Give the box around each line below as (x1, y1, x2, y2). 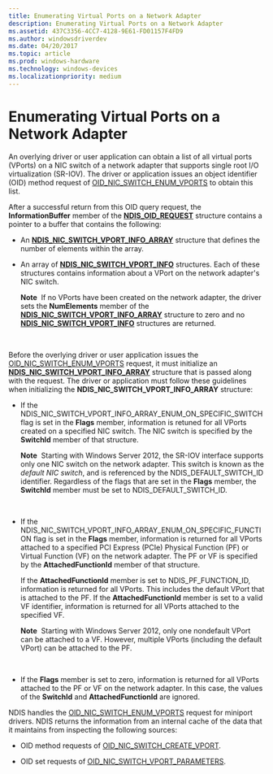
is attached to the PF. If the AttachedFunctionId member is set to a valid (19, 593, 263, 602)
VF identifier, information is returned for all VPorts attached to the (19, 601, 240, 611)
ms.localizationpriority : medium (8, 72, 122, 80)
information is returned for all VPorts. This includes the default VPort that (19, 584, 265, 594)
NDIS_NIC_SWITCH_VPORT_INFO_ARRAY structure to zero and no (19, 310, 245, 320)
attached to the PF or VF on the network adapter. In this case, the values (19, 683, 263, 693)
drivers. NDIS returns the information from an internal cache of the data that (8, 716, 262, 726)
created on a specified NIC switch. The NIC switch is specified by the (19, 426, 253, 436)
